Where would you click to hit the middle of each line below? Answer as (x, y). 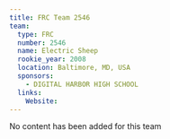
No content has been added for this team (85, 126)
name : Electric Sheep (58, 51)
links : (30, 92)
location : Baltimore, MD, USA (74, 68)
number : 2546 (42, 43)
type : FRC (36, 34)
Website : (42, 101)
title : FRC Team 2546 (50, 17)
